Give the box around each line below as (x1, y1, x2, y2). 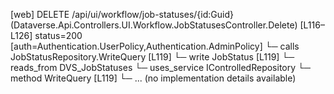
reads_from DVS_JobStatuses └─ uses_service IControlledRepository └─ (10, 62, 311, 73)
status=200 (34, 30, 83, 41)
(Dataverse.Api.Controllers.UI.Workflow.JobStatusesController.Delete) (10, 19, 298, 31)
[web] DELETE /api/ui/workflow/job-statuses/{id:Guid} (10, 9, 234, 20)
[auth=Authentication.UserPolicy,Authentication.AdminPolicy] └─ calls (10, 40, 300, 52)
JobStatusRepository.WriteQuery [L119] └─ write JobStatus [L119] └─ (10, 51, 295, 63)
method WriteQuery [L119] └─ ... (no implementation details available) (10, 72, 297, 84)
